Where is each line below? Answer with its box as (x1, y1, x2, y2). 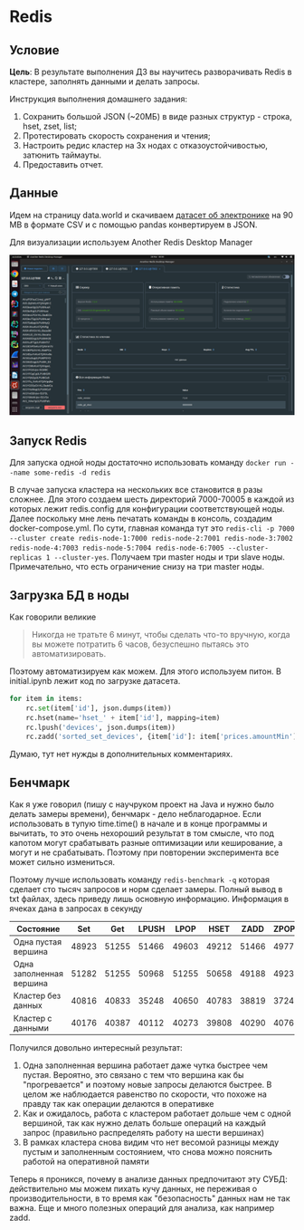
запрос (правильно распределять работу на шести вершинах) (22, 1128, 265, 1139)
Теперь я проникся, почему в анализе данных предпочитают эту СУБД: (9, 1174, 288, 1185)
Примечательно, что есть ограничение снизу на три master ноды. (9, 562, 265, 572)
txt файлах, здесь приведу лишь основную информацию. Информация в (9, 894, 290, 905)
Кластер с (13, 1013, 52, 1023)
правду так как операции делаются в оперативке (22, 1099, 214, 1110)
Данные (9, 186, 59, 201)
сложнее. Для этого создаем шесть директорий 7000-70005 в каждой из (9, 494, 295, 504)
